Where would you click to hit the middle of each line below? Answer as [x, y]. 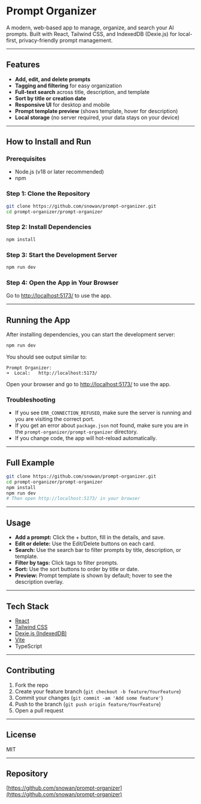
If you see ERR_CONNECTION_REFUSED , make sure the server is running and [103, 413]
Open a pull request [39, 710]
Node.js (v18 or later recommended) [60, 172]
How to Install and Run [49, 142]
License [21, 735]
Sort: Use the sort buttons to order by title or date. [77, 569]
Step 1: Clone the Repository [48, 194]
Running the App [38, 320]
